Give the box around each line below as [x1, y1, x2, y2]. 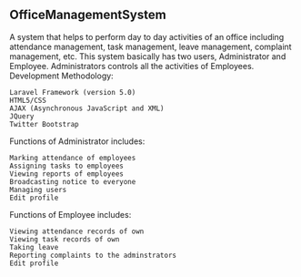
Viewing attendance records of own [9, 227, 145, 236]
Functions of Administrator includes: [9, 136, 145, 147]
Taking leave [9, 242, 59, 251]
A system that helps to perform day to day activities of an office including [9, 31, 285, 42]
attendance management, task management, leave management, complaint [9, 41, 293, 52]
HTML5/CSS [9, 96, 47, 105]
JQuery [9, 111, 35, 121]
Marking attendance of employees [9, 153, 136, 162]
